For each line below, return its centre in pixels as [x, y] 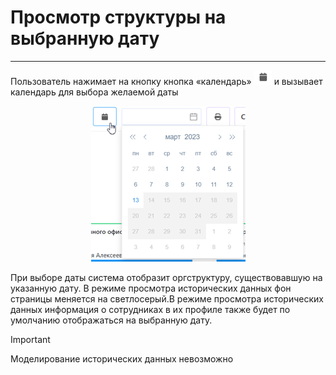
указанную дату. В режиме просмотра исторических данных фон [151, 288]
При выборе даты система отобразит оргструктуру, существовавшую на [166, 277]
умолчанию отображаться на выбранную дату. [111, 320]
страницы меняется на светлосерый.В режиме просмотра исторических [167, 298]
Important [30, 339]
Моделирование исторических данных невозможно [122, 358]
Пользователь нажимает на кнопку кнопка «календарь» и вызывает [166, 81]
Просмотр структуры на [118, 17]
